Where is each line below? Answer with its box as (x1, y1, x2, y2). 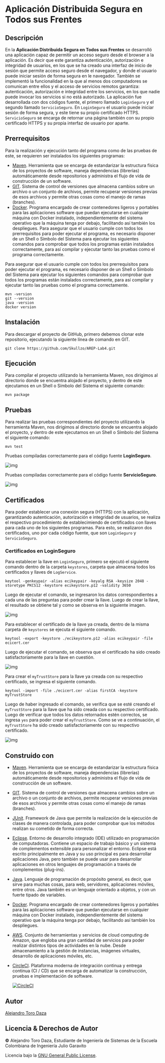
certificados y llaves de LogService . (5, 569, 77, 575)
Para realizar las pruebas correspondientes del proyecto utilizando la (5, 419, 145, 425)
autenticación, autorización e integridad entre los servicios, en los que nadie (5, 89, 160, 94)
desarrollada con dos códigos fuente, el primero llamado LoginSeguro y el (5, 99, 154, 105)
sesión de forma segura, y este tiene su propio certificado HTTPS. (5, 110, 139, 116)
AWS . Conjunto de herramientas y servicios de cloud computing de (12, 932, 149, 938)
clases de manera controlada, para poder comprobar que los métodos (12, 821, 155, 827)
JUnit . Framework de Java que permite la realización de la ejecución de (12, 815, 158, 821)
